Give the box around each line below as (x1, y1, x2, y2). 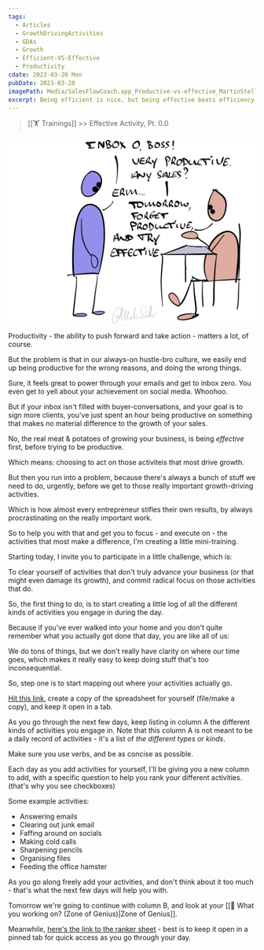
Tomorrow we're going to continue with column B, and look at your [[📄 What (8, 900, 255, 910)
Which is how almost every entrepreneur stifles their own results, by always (8, 505, 253, 514)
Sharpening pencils (19, 845, 82, 854)
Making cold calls (19, 837, 77, 846)
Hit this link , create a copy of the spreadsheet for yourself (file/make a (8, 693, 236, 703)
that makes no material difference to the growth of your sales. (8, 418, 208, 428)
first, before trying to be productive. (8, 442, 124, 452)
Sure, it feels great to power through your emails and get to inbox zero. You (8, 378, 251, 387)
